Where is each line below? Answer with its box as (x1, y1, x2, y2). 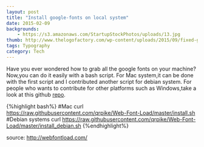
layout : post (6, 9, 39, 15)
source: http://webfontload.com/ (6, 134, 88, 141)
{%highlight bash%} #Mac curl (6, 103, 84, 110)
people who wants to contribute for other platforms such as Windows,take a (6, 84, 197, 92)
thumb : (6, 37, 23, 43)
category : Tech (6, 49, 45, 55)
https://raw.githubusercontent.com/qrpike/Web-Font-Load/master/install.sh (6, 109, 195, 116)
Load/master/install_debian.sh (6, 122, 82, 129)
